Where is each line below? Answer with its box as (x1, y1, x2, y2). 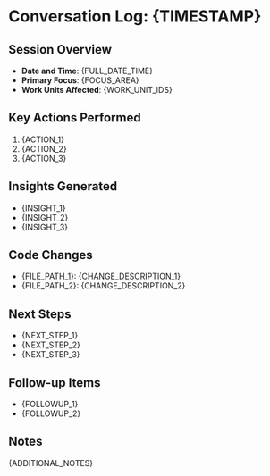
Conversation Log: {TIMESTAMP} (8, 6, 262, 27)
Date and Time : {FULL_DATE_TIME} (21, 65, 154, 76)
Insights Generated (8, 179, 118, 194)
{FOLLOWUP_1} (21, 399, 79, 410)
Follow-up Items (8, 375, 101, 390)
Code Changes (8, 247, 93, 263)
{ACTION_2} (21, 143, 68, 154)
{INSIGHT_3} (21, 221, 69, 232)
